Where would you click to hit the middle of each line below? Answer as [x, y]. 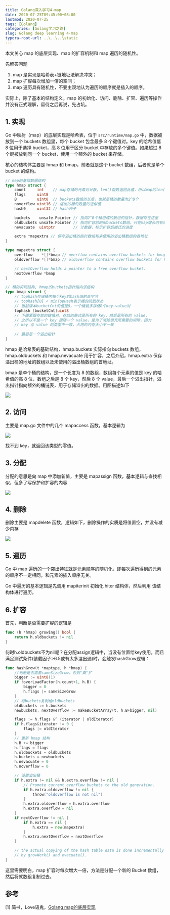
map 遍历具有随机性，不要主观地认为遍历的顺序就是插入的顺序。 [80, 87]
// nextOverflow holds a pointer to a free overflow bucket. [80, 268]
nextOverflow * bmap [35, 273]
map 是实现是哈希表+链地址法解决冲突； [55, 74]
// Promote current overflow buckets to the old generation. [89, 785]
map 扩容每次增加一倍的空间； [45, 81]
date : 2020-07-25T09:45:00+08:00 [40, 15]
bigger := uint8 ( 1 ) [35, 677]
